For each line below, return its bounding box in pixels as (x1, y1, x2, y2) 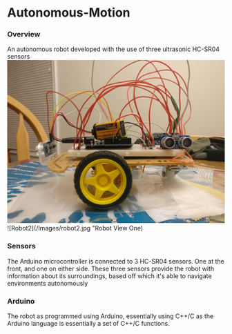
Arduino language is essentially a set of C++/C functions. (7, 320, 171, 328)
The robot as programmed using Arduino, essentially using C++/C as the (7, 312, 214, 320)
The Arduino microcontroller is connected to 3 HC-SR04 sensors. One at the (7, 257, 224, 265)
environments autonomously (7, 279, 88, 287)
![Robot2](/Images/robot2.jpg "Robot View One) (7, 224, 144, 233)
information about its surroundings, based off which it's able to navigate (7, 271, 212, 280)
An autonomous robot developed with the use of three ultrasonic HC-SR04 (7, 45, 220, 53)
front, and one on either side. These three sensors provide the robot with (7, 264, 215, 273)
